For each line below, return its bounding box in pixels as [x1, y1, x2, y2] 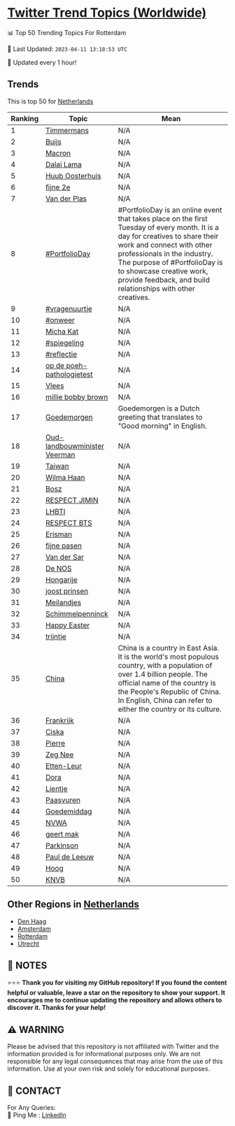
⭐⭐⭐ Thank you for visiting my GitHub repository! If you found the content [7, 978, 227, 987]
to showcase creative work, [117, 266, 208, 276]
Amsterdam [17, 925, 51, 933]
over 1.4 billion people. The [117, 669, 208, 679]
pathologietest [45, 369, 93, 379]
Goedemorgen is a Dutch [117, 404, 200, 413]
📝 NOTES [7, 960, 48, 971]
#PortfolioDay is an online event [117, 205, 222, 215]
